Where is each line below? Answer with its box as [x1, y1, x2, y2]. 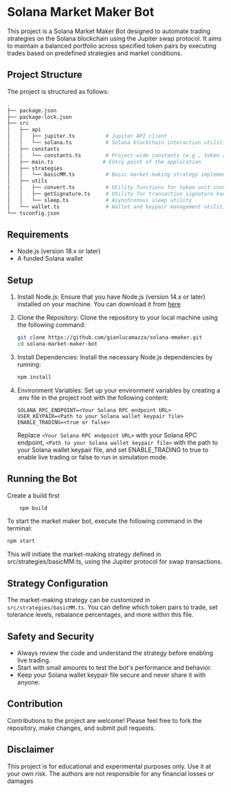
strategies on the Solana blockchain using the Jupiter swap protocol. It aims [7, 34, 222, 42]
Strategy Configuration [7, 577, 109, 589]
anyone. [16, 677, 41, 686]
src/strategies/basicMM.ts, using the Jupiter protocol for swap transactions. [7, 557, 223, 566]
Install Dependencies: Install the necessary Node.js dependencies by [16, 353, 213, 361]
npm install [16, 373, 52, 380]
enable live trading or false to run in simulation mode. [16, 453, 168, 461]
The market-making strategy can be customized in [7, 596, 151, 604]
